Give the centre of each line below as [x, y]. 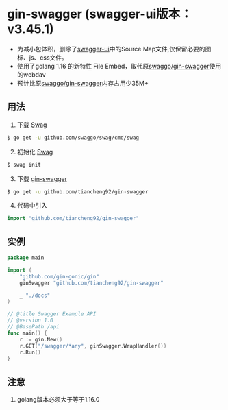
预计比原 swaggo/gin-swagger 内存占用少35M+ [83, 83]
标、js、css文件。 [42, 57]
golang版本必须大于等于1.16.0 [58, 400]
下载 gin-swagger [42, 178]
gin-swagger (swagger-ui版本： [100, 14]
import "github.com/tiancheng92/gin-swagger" [73, 219]
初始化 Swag [35, 152]
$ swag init [24, 165]
